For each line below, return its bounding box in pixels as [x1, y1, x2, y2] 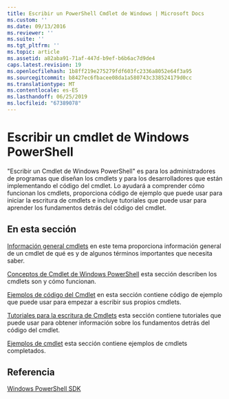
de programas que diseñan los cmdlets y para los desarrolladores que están [7, 174, 223, 183]
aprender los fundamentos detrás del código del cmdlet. [7, 203, 167, 212]
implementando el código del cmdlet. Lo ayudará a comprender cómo [7, 181, 205, 190]
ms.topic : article [7, 49, 60, 56]
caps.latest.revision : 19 [7, 61, 81, 68]
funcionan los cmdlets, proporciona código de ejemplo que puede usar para [7, 189, 223, 197]
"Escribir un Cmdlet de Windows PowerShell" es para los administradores [7, 167, 216, 175]
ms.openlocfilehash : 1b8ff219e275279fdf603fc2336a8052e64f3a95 [7, 68, 193, 74]
